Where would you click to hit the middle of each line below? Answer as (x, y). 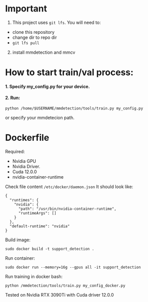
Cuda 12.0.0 (25, 172)
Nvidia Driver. (26, 166)
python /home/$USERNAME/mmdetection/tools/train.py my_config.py (74, 108)
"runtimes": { (24, 200)
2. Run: (13, 98)
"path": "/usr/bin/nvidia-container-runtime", (67, 209)
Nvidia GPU (24, 161)
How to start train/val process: (69, 72)
